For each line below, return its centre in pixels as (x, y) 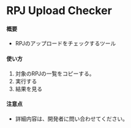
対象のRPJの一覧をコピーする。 (55, 73)
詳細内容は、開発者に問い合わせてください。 (72, 119)
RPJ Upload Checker (59, 11)
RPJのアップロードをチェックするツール (65, 43)
